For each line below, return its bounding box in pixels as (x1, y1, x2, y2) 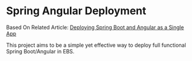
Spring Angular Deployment (6, 4, 146, 18)
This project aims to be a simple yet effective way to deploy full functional (6, 41, 187, 49)
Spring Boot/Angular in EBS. (6, 47, 75, 54)
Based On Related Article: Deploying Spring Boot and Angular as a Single (6, 24, 184, 31)
